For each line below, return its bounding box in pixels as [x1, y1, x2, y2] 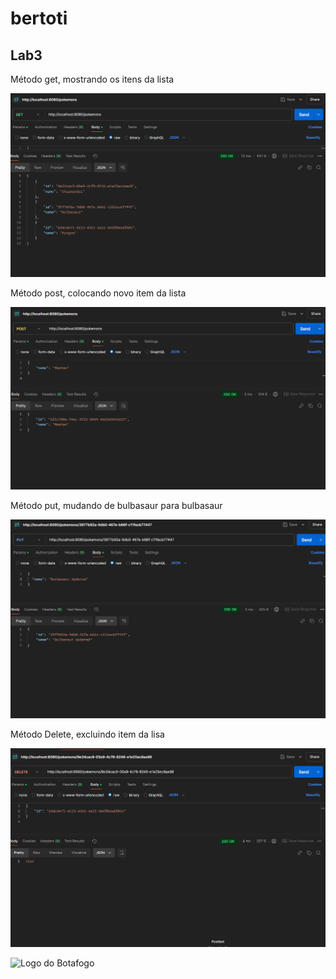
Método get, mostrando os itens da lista [10, 73, 175, 85]
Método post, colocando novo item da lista [10, 287, 187, 299]
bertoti [10, 7, 68, 30]
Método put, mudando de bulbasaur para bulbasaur [10, 500, 223, 512]
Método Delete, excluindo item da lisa [10, 728, 165, 740]
